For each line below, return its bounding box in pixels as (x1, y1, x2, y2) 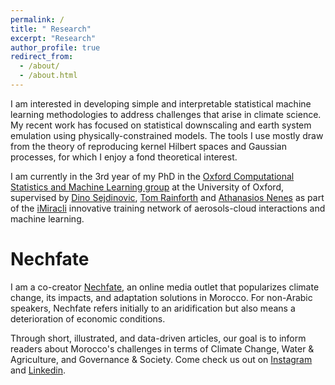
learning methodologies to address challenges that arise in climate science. (10, 108, 322, 120)
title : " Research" (10, 24, 92, 34)
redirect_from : (10, 52, 74, 62)
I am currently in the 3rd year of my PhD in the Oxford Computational (10, 170, 295, 182)
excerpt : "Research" (10, 33, 97, 43)
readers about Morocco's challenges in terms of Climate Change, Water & (10, 342, 315, 355)
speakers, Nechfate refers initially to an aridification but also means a (10, 302, 296, 314)
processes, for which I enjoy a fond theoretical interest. (10, 151, 238, 163)
